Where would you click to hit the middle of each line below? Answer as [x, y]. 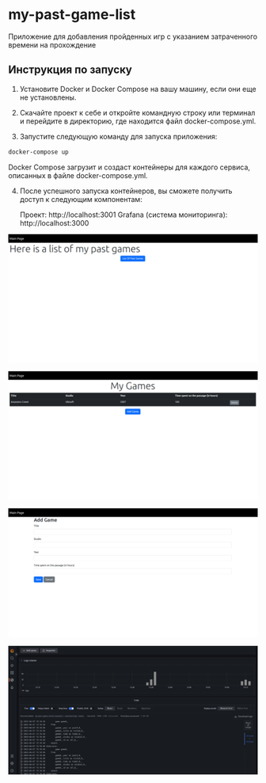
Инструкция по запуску [70, 70]
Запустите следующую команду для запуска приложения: [118, 136]
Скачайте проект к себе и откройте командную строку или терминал [137, 112]
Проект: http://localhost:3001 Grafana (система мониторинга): [123, 215]
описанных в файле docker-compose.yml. [78, 175]
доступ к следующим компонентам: [81, 199]
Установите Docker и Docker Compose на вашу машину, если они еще [138, 89]
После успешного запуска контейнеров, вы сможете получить [126, 191]
